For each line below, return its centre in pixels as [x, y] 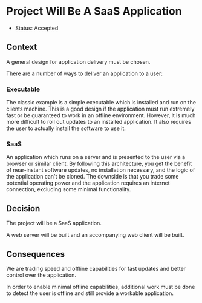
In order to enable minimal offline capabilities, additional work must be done [101, 287]
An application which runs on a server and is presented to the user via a [96, 157]
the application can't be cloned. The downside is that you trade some [93, 177]
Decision [23, 209]
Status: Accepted [37, 28]
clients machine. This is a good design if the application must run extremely [100, 109]
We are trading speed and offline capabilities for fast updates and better [96, 268]
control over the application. [41, 275]
